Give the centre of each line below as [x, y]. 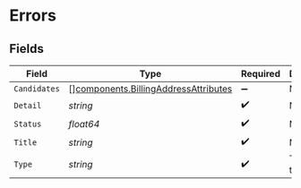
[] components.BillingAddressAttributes [150, 89]
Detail [28, 105]
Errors [33, 16]
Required [260, 74]
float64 [84, 124]
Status [28, 124]
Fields [27, 49]
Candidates [37, 89]
